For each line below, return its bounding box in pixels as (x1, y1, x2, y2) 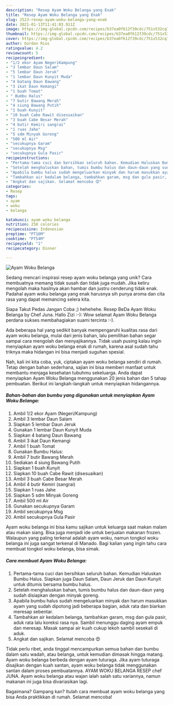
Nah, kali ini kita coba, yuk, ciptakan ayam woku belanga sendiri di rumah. (6, 359, 162, 365)
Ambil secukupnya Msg (13, 508, 63, 515)
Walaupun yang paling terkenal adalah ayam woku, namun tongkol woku (6, 535, 159, 541)
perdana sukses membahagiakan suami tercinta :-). (6, 317, 114, 323)
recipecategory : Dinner (6, 246, 57, 251)
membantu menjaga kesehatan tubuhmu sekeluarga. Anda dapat (6, 369, 143, 376)
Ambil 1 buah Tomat (13, 443, 55, 449)
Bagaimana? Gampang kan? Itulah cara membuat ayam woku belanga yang (6, 689, 165, 695)
